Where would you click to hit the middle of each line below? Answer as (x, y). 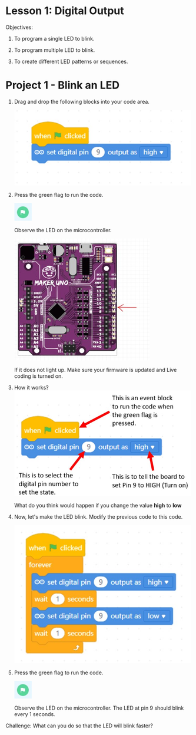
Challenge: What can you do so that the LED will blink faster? (79, 726)
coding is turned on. (38, 376)
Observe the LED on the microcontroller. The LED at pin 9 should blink (99, 708)
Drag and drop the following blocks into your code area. (82, 101)
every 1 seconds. (34, 714)
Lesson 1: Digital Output (65, 11)
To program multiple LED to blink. (54, 50)
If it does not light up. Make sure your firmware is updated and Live (95, 370)
